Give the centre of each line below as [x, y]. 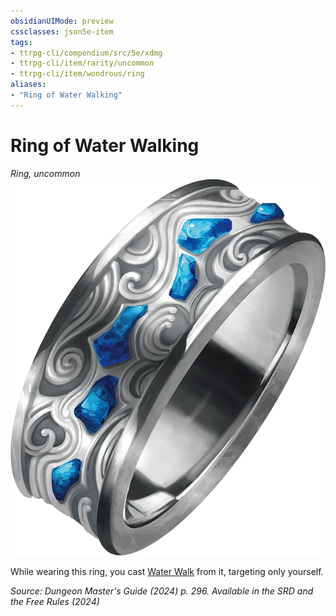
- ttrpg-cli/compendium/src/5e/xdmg [86, 53]
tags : [21, 42]
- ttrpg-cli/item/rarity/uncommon [82, 63]
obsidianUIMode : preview [62, 21]
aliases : [28, 85]
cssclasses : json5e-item [62, 31]
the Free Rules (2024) [55, 601]
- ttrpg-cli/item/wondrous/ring [77, 74]
